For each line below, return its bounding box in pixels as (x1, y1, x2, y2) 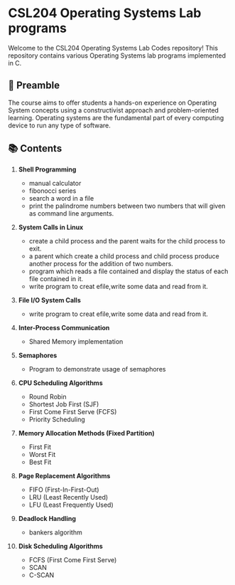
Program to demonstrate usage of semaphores (28, 364, 166, 373)
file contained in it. (28, 274, 84, 283)
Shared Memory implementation (28, 337, 124, 346)
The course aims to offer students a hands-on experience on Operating (8, 98, 217, 107)
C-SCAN (28, 571, 55, 579)
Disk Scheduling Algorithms (18, 542, 104, 550)
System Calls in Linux (18, 223, 84, 231)
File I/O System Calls (18, 295, 81, 304)
